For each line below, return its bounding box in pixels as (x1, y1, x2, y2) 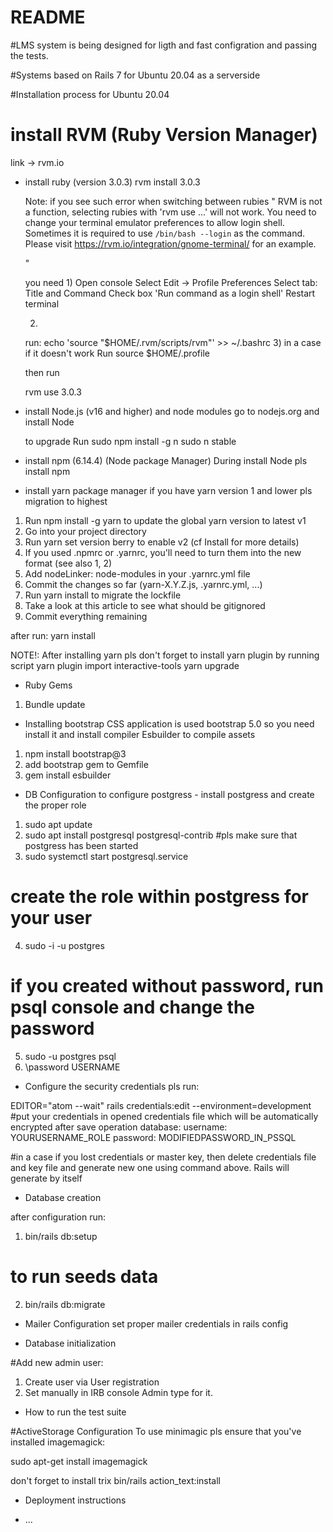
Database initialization (24, 1337, 117, 1349)
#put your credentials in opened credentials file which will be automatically (10, 1110, 319, 1122)
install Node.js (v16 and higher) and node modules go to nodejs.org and (24, 405, 320, 417)
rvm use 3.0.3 (24, 386, 82, 398)
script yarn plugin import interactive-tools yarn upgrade (10, 659, 240, 671)
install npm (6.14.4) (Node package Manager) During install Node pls (24, 454, 308, 466)
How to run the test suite (24, 1406, 127, 1418)
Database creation (24, 1191, 102, 1203)
